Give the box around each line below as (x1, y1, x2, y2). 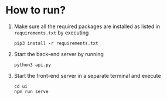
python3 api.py (13, 62, 52, 68)
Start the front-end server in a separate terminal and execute (13, 72, 162, 79)
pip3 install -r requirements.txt (13, 40, 98, 46)
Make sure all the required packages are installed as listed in (13, 23, 161, 30)
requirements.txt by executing (13, 29, 89, 36)
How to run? (5, 4, 66, 17)
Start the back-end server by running (13, 50, 104, 57)
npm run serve (13, 88, 49, 94)
